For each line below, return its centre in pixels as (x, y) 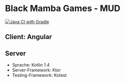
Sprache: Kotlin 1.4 (31, 65)
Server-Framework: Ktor (36, 70)
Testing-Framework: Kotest (39, 75)
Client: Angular (28, 37)
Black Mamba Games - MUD (63, 8)
